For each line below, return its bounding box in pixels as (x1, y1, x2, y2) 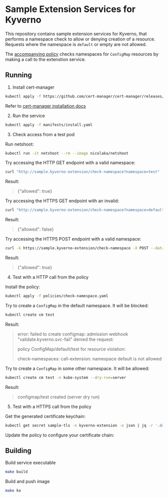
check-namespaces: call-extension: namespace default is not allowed (17, 355, 162, 361)
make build (5, 469, 28, 474)
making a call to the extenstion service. (5, 56, 86, 62)
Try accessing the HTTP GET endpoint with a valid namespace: (5, 160, 135, 166)
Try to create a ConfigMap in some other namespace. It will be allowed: (5, 365, 149, 371)
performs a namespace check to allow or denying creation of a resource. (5, 36, 155, 42)
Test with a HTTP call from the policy (12, 274, 89, 280)
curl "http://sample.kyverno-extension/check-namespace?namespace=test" (5, 169, 160, 175)
